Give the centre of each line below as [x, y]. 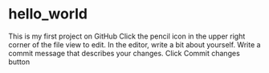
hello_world [48, 14]
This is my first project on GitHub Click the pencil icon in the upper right [127, 36]
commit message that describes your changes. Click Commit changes [124, 53]
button [19, 62]
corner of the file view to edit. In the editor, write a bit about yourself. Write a [134, 44]
